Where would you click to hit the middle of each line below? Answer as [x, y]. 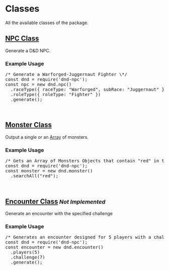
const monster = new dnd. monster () [49, 171]
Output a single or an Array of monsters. [47, 137]
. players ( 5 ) [25, 252]
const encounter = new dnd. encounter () [54, 247]
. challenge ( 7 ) [28, 257]
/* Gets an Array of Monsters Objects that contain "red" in [82, 161]
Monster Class [28, 125]
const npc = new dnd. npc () [38, 84]
